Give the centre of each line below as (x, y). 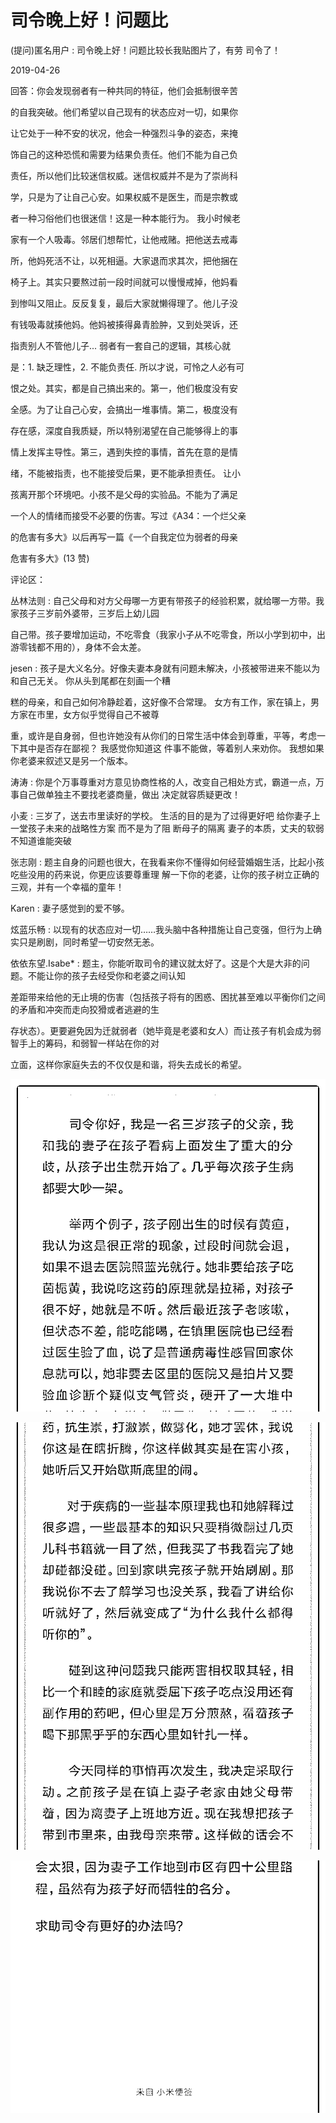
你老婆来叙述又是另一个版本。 (71, 760)
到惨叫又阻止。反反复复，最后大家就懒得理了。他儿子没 (124, 303)
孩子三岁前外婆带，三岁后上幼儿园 (89, 613)
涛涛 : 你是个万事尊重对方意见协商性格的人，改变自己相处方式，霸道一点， (163, 782)
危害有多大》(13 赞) (50, 558)
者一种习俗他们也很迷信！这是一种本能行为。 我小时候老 (125, 218)
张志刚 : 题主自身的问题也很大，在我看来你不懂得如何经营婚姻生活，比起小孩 (167, 862)
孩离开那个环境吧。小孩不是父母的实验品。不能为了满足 (124, 494)
